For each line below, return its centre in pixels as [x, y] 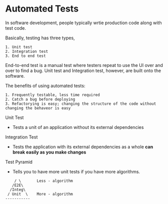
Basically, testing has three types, [40, 38]
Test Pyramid [19, 162]
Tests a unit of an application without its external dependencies [78, 127]
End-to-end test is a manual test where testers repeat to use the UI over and [84, 65]
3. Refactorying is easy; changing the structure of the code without [81, 104]
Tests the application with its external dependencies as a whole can [83, 147]
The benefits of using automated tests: [45, 86]
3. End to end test [26, 56]
